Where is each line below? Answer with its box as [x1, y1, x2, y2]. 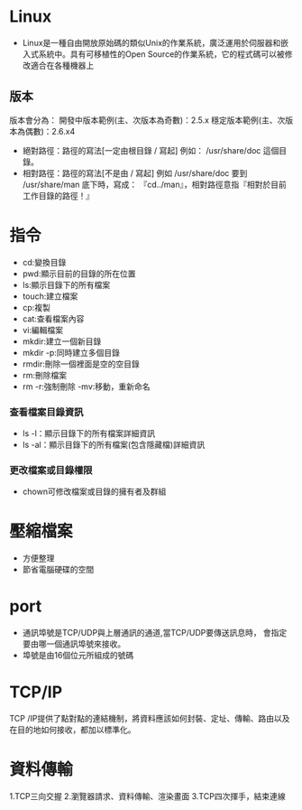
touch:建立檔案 [22, 291, 78, 302]
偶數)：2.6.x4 [24, 126, 76, 136]
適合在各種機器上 [30, 60, 95, 70]
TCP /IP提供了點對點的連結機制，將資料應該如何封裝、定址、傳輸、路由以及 [9, 713, 290, 724]
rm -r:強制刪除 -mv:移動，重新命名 [22, 381, 151, 392]
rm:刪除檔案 [22, 369, 68, 380]
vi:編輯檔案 [22, 324, 64, 335]
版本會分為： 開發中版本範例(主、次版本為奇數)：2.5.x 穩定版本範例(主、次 [9, 115, 286, 126]
